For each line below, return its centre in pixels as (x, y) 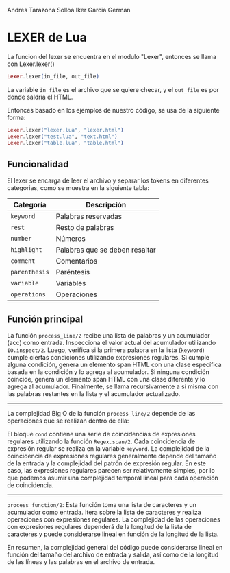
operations (28, 295)
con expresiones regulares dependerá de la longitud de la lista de (99, 527)
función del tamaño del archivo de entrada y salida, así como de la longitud (113, 554)
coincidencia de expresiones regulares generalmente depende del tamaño (112, 456)
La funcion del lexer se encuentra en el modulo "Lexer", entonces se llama (112, 56)
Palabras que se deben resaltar (106, 250)
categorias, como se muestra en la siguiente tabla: (78, 188)
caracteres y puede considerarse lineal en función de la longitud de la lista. (113, 534)
